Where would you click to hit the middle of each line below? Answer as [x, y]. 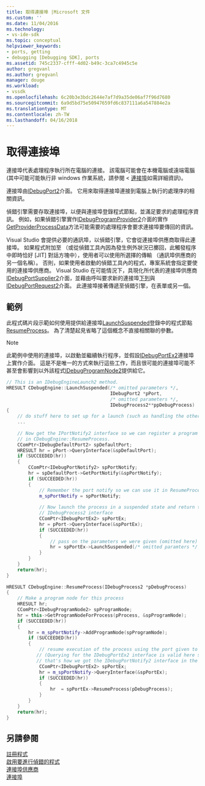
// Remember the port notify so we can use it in [103, 490]
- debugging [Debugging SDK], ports [53, 57]
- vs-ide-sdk [23, 35]
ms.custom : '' [24, 18]
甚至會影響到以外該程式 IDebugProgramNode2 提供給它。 [77, 370]
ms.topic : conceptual [34, 40]
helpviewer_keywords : [34, 46]
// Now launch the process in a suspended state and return [117, 507]
